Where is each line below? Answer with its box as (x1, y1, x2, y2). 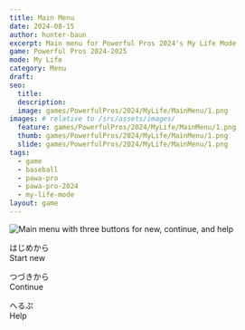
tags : (9, 148, 30, 157)
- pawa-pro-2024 (17, 182, 79, 191)
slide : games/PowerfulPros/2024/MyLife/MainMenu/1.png (17, 140, 229, 149)
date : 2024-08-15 (9, 22, 75, 31)
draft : (9, 73, 34, 82)
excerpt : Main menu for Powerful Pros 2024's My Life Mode (9, 38, 237, 48)
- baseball (17, 165, 59, 174)
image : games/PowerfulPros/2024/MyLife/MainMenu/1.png (17, 106, 229, 115)
